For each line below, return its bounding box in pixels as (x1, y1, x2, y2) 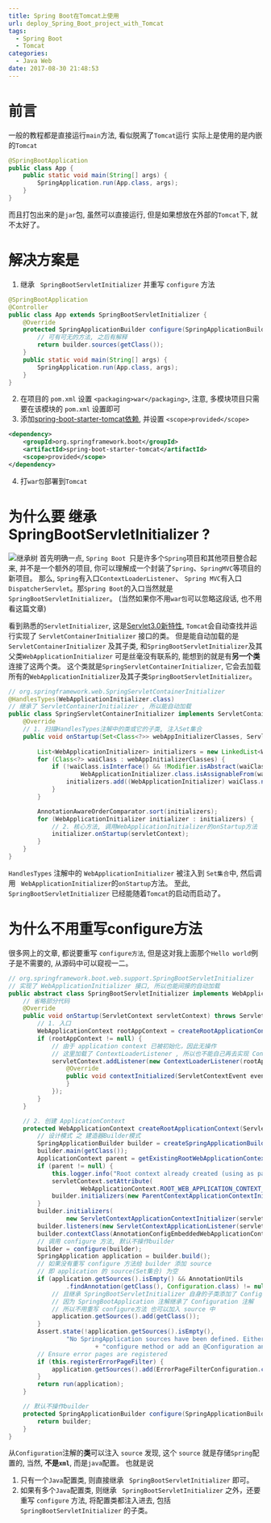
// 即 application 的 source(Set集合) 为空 (37, 1267, 179, 1275)
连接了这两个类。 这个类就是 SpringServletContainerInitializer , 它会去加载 (8, 661, 261, 671)
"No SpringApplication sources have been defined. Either (65, 1335, 265, 1343)
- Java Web (15, 57, 52, 66)
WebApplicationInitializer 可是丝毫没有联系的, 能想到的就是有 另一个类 (23, 651, 261, 660)
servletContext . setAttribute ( (51, 1177, 153, 1186)
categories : (8, 49, 48, 57)
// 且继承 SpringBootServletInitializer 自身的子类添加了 (51, 1290, 237, 1298)
